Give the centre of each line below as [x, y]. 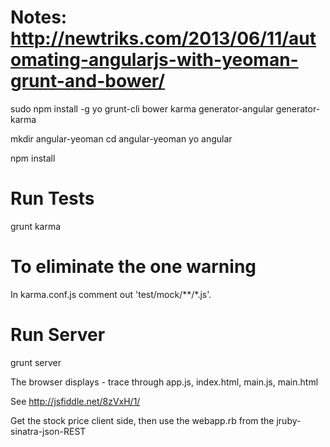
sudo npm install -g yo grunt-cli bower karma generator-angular [142, 108]
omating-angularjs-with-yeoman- [154, 60]
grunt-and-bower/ [88, 81]
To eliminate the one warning [133, 267]
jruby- [289, 420]
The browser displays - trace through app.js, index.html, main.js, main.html [164, 382]
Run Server [58, 335]
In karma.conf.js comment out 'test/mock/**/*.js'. [111, 294]
